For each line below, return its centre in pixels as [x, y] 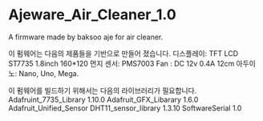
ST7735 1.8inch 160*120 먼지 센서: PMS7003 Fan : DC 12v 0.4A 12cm [121, 63]
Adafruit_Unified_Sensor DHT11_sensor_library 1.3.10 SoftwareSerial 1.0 [125, 108]
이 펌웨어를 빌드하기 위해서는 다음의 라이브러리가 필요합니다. [103, 91]
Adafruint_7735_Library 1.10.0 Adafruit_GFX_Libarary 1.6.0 [103, 99]
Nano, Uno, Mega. [49, 73]
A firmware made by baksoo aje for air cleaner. [86, 37]
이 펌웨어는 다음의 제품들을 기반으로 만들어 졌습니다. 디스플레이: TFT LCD [123, 53]
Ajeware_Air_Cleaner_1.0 [92, 15]
